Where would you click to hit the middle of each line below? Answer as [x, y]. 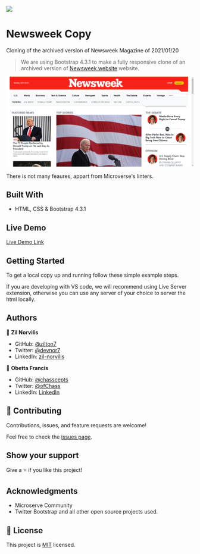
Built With [25, 194]
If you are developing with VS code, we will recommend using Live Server [96, 287]
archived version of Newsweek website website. [80, 68]
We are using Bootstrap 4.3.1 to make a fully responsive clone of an [103, 62]
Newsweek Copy [49, 34]
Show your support [43, 456]
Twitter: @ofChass [37, 386]
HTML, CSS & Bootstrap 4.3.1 [50, 209]
